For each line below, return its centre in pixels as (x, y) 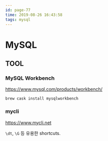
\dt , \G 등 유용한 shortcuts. (33, 133)
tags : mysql (18, 19)
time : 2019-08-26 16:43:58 (34, 15)
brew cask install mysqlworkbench (42, 99)
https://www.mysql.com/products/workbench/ (54, 89)
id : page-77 (18, 10)
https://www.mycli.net (29, 123)
